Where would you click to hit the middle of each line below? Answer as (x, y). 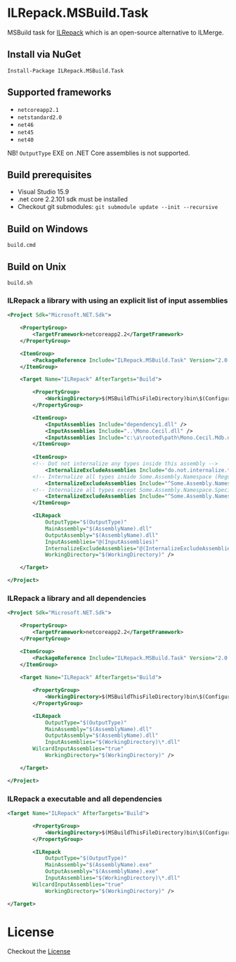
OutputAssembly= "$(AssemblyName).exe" (101, 872)
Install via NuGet (44, 55)
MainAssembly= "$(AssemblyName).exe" (98, 865)
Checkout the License (39, 951)
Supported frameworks (59, 93)
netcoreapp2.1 (38, 110)
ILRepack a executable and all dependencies (85, 799)
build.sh (20, 283)
